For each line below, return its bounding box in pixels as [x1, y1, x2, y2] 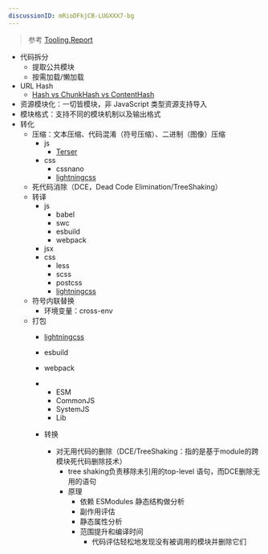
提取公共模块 [31, 62, 75, 71]
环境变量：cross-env [43, 306, 114, 316]
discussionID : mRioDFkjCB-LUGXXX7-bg [8, 11, 135, 20]
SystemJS [55, 404, 90, 413]
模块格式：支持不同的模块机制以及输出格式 [19, 109, 161, 119]
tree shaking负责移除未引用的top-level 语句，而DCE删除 [67, 466, 254, 476]
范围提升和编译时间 [79, 527, 144, 536]
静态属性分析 [79, 516, 123, 526]
